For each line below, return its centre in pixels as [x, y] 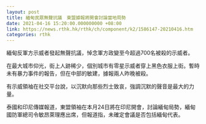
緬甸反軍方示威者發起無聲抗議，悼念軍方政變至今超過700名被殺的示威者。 [100, 53]
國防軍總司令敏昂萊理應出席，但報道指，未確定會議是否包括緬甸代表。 [95, 115]
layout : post [23, 12]
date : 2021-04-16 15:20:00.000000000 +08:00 [64, 23]
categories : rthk [29, 35]
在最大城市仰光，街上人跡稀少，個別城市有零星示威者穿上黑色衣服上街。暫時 [103, 66]
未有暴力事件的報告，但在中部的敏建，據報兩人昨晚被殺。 [79, 73]
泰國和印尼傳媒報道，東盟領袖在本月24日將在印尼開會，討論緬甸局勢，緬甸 [101, 107]
